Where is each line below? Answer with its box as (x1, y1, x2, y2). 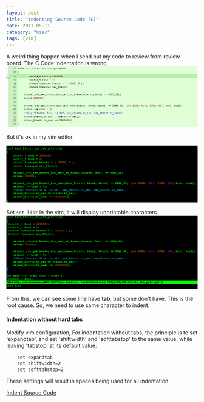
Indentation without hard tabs (6, 316, 83, 323)
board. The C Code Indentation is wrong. (6, 60, 109, 67)
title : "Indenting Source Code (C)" (6, 16, 99, 23)
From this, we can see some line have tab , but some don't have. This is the (6, 295, 194, 303)
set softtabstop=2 (17, 367, 64, 373)
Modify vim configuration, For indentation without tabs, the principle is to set (6, 329, 198, 336)
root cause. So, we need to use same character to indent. (6, 301, 150, 309)
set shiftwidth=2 (17, 361, 61, 367)
